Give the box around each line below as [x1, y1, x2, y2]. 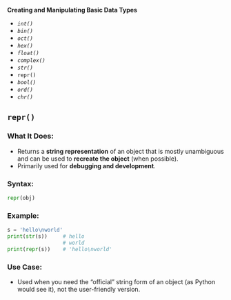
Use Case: [7, 262, 43, 272]
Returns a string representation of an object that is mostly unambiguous [17, 147, 224, 155]
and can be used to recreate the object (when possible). [17, 154, 179, 163]
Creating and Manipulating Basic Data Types [7, 6, 138, 14]
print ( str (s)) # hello [7, 233, 85, 240]
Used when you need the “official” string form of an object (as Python [17, 277, 216, 286]
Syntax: [7, 179, 34, 188]
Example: [7, 210, 39, 220]
